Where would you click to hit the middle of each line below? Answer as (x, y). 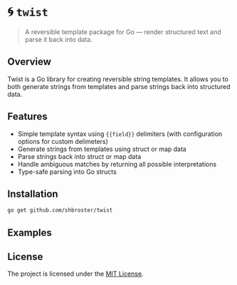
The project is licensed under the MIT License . (75, 274)
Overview (30, 62)
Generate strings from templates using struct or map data (102, 149)
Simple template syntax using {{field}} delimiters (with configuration (120, 134)
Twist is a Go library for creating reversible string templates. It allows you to (118, 79)
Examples (30, 233)
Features (27, 116)
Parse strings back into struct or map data (79, 156)
